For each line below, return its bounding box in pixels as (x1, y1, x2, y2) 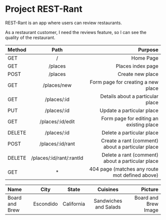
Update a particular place (99, 107, 159, 114)
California (62, 200, 85, 207)
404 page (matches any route (89, 165, 159, 172)
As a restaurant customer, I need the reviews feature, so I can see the (5, 29, 147, 35)
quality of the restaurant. (5, 35, 56, 40)
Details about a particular (100, 93, 159, 100)
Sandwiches (93, 197, 123, 204)
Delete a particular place (101, 129, 159, 136)
